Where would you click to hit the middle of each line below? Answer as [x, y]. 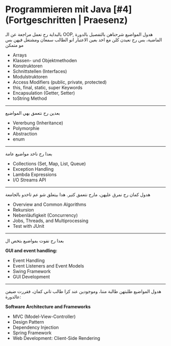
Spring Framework [32, 333]
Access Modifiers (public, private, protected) [60, 82]
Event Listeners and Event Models [48, 265]
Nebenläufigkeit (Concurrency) [45, 215]
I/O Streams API [29, 180]
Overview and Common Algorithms [49, 204]
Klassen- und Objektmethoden [45, 60]
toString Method [30, 98]
